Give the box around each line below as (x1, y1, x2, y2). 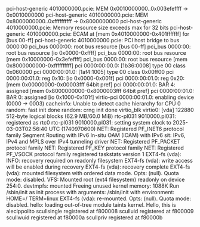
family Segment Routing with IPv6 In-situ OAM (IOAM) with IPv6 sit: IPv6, (6, 132, 186, 139)
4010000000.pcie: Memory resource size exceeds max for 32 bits (6, 24, 169, 31)
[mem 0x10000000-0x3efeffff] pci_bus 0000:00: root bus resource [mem (6, 56, 188, 63)
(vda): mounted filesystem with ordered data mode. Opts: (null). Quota (6, 170, 179, 176)
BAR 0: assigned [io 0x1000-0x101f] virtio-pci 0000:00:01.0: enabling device (6, 94, 194, 101)
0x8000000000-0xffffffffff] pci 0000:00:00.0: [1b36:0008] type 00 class (6, 62, 186, 69)
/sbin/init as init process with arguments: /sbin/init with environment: (6, 189, 175, 195)
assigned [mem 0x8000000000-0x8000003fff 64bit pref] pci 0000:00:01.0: (6, 88, 194, 94)
